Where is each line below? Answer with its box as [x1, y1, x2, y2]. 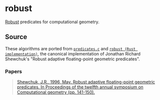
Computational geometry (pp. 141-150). [16, 89, 96, 95]
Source [5, 33, 28, 41]
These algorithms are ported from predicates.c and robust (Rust [5, 45, 136, 51]
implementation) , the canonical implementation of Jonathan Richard [5, 51, 141, 57]
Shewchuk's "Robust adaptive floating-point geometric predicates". [5, 56, 140, 62]
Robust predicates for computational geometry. [5, 19, 99, 25]
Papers [5, 68, 22, 75]
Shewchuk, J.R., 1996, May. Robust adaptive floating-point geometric [16, 79, 155, 85]
